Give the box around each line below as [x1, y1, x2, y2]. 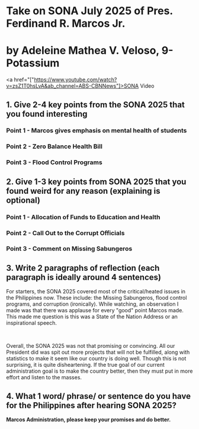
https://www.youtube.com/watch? [34, 76, 117, 84]
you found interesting [6, 108, 88, 119]
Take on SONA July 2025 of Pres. [6, 4, 173, 18]
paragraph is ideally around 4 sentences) [6, 272, 162, 282]
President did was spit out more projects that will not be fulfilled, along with [6, 348, 190, 356]
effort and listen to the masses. [6, 374, 82, 381]
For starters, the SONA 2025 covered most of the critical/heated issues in [6, 288, 185, 295]
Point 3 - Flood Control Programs [6, 158, 102, 167]
